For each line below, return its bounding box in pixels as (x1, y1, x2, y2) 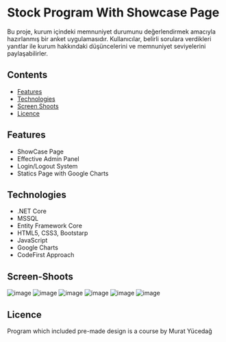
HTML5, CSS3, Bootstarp (16, 229, 88, 237)
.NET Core (16, 207, 47, 215)
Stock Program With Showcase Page (7, 5, 220, 21)
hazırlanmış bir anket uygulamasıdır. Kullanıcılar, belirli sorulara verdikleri (7, 34, 212, 42)
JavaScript (16, 236, 48, 245)
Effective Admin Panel (16, 154, 80, 162)
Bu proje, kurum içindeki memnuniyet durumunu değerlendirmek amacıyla (7, 27, 216, 36)
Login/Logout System (16, 162, 78, 170)
